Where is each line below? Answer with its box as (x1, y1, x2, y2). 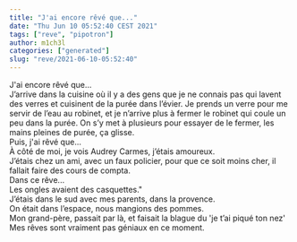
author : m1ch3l (9, 38, 66, 48)
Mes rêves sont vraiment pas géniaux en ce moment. (9, 222, 205, 233)
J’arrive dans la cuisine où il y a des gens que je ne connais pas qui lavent (9, 89, 282, 99)
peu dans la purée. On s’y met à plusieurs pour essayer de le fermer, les (9, 117, 275, 128)
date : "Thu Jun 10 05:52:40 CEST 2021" (9, 22, 158, 30)
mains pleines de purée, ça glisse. (9, 127, 135, 137)
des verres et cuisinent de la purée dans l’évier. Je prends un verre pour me (9, 99, 288, 108)
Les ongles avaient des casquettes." (9, 185, 143, 194)
